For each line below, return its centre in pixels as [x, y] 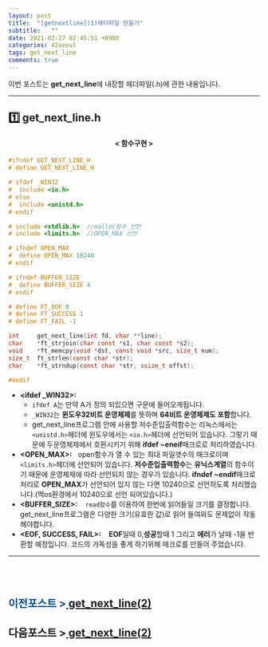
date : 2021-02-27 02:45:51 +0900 [64, 38]
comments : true [33, 61]
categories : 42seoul [43, 45]
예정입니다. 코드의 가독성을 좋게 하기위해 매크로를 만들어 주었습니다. [140, 544]
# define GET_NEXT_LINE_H [51, 168]
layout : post [30, 16]
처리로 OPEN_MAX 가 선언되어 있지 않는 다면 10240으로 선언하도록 [124, 484]
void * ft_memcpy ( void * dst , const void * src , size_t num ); [114, 351]
